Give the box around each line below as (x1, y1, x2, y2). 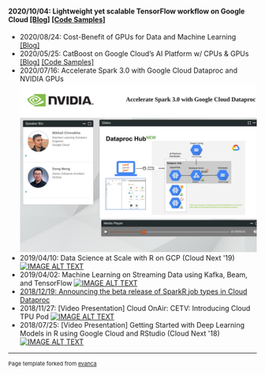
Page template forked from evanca (8, 359, 97, 367)
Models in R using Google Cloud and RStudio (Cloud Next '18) (19, 328, 220, 338)
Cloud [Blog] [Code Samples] (8, 14, 106, 24)
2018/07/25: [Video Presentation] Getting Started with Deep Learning (19, 320, 245, 329)
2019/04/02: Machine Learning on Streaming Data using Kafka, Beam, (19, 269, 248, 279)
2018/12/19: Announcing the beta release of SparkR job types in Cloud (19, 287, 248, 296)
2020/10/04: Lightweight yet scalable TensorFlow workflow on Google (8, 6, 245, 16)
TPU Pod (19, 312, 49, 321)
